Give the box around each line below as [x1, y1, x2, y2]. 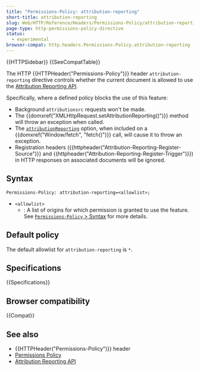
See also [6, 329, 39, 339]
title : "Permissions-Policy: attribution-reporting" [6, 8, 140, 15]
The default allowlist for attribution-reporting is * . [6, 246, 133, 253]
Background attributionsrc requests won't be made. [14, 106, 146, 113]
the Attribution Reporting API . [6, 82, 79, 89]
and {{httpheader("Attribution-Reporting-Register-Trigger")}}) [42, 150, 193, 157]
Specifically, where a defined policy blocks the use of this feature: [6, 94, 168, 101]
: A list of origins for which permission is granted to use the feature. [23, 206, 189, 214]
